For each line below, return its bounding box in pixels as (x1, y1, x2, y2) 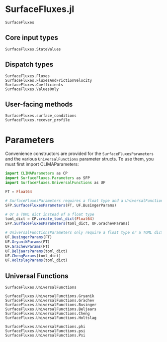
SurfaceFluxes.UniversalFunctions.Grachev (5, 298, 94, 303)
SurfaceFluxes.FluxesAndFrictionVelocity (5, 78, 92, 83)
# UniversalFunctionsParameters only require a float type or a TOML (5, 230, 153, 235)
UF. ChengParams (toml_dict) (5, 253, 61, 258)
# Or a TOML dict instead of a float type (5, 212, 94, 217)
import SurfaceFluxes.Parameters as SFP (5, 175, 90, 180)
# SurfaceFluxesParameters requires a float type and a (5, 198, 123, 203)
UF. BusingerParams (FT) (5, 235, 52, 240)
